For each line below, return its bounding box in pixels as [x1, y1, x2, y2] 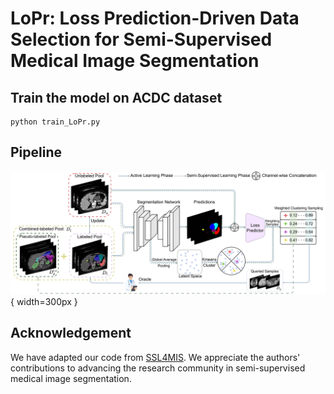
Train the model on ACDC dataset [10, 89, 223, 106]
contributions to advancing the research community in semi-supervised [10, 362, 306, 374]
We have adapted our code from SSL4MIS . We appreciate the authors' [10, 351, 301, 363]
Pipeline [10, 144, 63, 161]
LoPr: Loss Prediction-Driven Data [10, 7, 300, 30]
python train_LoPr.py [10, 117, 101, 127]
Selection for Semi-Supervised [10, 28, 273, 51]
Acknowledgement [10, 325, 132, 342]
